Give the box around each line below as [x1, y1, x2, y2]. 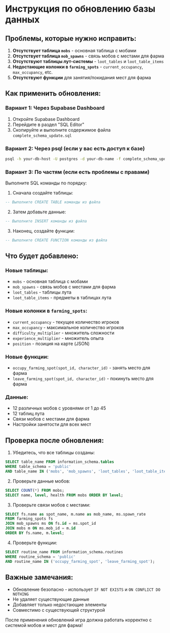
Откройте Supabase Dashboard [12, 116, 80, 122]
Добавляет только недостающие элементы [12, 602, 107, 608]
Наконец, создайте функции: [12, 228, 75, 234]
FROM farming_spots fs [5, 516, 53, 521]
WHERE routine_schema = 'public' [5, 554, 76, 559]
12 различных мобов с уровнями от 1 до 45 [12, 405, 106, 412]
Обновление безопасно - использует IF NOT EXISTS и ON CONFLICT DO [12, 586, 161, 592]
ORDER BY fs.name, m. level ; [5, 530, 65, 536]
